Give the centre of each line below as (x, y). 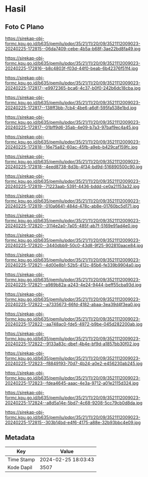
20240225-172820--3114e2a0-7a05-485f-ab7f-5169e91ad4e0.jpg (72, 226)
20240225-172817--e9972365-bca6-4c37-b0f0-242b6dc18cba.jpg (73, 88)
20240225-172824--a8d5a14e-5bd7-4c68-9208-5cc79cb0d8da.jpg (74, 403)
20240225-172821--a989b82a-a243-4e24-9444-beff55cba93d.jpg (73, 285)
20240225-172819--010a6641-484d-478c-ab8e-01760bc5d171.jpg (72, 206)
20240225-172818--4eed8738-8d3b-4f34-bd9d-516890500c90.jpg (74, 167)
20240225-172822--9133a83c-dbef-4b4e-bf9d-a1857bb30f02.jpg (72, 344)
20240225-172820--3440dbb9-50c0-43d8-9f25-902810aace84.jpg (74, 245)
